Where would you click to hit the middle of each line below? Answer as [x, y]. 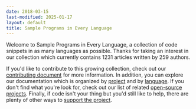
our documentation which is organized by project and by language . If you [95, 81]
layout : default [26, 22]
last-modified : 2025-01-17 [39, 17]
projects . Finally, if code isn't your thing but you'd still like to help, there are [97, 94]
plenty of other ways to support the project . [59, 100]
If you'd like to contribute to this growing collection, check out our [86, 69]
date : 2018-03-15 [27, 11]
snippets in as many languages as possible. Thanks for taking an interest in [97, 51]
